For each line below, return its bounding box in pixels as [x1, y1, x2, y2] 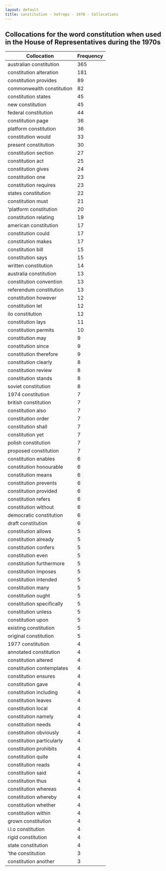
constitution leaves [7, 697, 52, 704]
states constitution [7, 190, 51, 197]
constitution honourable [7, 464, 63, 471]
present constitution [7, 142, 55, 149]
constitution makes [7, 238, 52, 245]
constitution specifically [7, 600, 63, 607]
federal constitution [7, 109, 53, 116]
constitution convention [7, 278, 63, 285]
